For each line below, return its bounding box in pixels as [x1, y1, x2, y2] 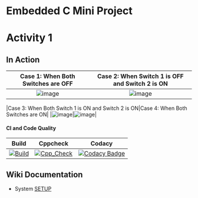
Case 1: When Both [19, 72, 75, 80]
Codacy [90, 139, 113, 148]
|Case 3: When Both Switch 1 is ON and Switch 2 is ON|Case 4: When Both [6, 105, 187, 112]
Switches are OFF [22, 80, 73, 88]
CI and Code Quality [6, 124, 57, 131]
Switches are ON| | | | [6, 111, 97, 118]
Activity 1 [6, 31, 53, 45]
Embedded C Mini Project [6, 4, 133, 18]
